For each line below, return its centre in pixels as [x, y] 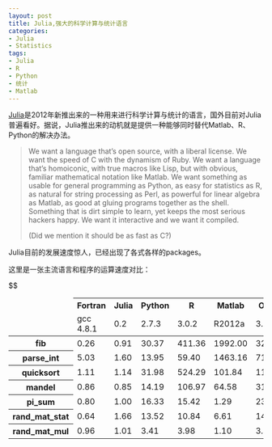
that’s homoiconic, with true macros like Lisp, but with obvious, [133, 169]
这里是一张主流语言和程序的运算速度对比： [79, 270]
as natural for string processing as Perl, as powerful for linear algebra [144, 194]
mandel [40, 387]
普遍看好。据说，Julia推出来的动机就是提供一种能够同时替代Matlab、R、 [129, 125]
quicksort [41, 373]
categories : [28, 31]
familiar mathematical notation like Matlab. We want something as [138, 177]
